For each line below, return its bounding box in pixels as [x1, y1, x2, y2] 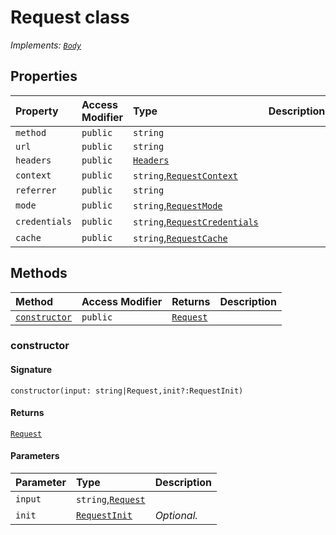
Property [15, 104, 59, 118]
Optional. [154, 509, 198, 523]
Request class [10, 6, 130, 29]
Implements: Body [10, 39, 82, 51]
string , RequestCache [133, 231, 228, 245]
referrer [15, 184, 57, 196]
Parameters [10, 450, 60, 462]
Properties [10, 68, 78, 85]
